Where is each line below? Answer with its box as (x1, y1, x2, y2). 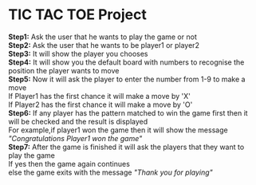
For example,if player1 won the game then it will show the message (8, 125, 229, 135)
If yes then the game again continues (8, 159, 130, 168)
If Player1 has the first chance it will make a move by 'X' (8, 91, 191, 100)
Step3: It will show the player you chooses (8, 49, 148, 58)
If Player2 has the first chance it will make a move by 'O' (8, 100, 193, 109)
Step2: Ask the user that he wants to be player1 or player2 (8, 40, 199, 49)
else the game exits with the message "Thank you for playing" (8, 167, 213, 177)
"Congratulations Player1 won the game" (8, 133, 143, 143)
